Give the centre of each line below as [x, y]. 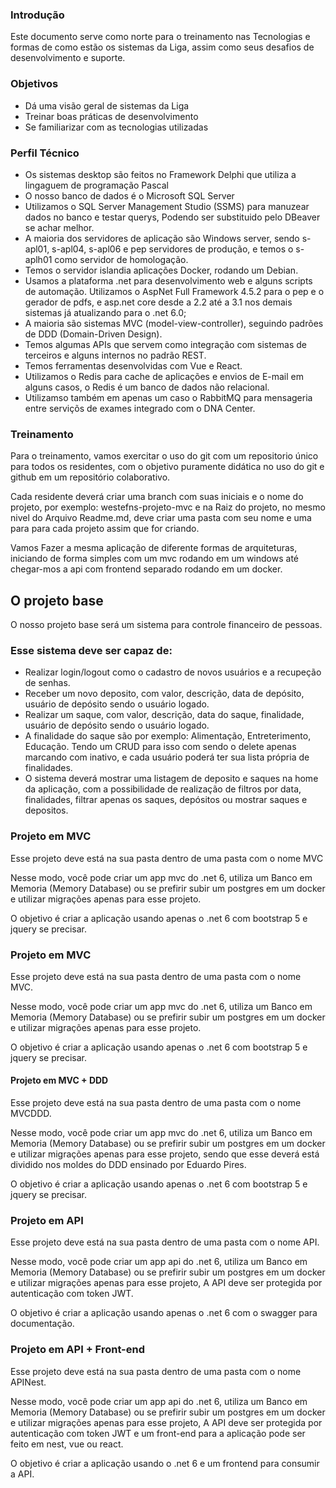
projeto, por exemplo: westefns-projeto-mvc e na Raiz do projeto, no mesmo [168, 507]
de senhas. [47, 683]
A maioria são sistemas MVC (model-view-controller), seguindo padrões [174, 323]
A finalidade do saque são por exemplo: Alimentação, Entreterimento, [168, 736]
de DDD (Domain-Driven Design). [93, 334]
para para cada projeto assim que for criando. [105, 529]
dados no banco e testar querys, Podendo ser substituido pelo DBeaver [172, 217]
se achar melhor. [59, 227]
